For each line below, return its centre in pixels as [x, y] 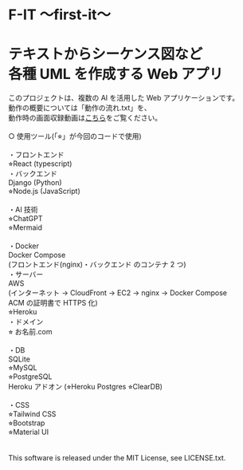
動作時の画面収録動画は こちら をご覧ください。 [85, 118]
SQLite [19, 359]
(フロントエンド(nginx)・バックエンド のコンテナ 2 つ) [97, 265]
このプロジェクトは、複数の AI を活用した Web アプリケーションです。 [124, 98]
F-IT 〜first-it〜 [60, 15]
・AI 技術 [23, 210]
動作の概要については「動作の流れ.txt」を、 [80, 108]
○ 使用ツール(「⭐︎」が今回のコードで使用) [75, 136]
